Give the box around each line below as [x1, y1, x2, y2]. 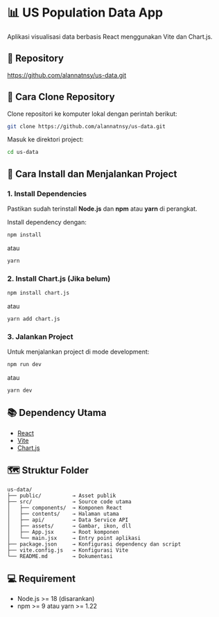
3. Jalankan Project [7, 331, 73, 341]
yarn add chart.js [7, 315, 60, 322]
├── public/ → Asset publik [7, 492, 116, 499]
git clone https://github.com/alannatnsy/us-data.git [7, 123, 166, 130]
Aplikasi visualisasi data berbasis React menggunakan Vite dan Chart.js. [7, 32, 213, 41]
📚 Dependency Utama [7, 407, 107, 419]
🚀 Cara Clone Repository [7, 91, 116, 103]
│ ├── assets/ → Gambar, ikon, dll [7, 523, 132, 530]
